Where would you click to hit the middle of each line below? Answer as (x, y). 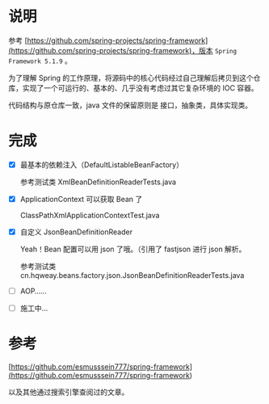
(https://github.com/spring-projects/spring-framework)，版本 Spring (122, 50)
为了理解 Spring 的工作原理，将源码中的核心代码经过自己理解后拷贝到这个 (131, 78)
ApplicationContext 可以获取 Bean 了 (81, 199)
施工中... (34, 309)
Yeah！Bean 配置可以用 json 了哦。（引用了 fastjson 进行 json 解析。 (133, 249)
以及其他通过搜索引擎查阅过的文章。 (69, 392)
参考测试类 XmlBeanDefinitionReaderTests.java (98, 182)
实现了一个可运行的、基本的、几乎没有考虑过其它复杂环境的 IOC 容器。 (140, 88)
